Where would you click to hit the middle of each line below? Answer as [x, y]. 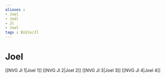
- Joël [12, 19]
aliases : [15, 10]
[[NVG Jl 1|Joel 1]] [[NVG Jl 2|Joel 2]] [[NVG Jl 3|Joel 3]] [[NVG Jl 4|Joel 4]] [83, 70]
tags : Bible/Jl [22, 32]
